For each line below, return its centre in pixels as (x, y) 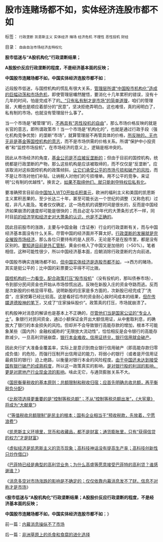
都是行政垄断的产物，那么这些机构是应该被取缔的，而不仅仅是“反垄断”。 (81, 164)
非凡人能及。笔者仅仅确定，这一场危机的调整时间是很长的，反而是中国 (83, 205)
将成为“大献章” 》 (22, 405)
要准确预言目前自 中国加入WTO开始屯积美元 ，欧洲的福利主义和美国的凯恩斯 (80, 192)
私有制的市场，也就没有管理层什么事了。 (45, 112)
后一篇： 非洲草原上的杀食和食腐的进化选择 (48, 534)
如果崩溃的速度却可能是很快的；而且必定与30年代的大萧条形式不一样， (80, 210)
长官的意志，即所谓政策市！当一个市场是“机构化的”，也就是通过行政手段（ (79, 129)
